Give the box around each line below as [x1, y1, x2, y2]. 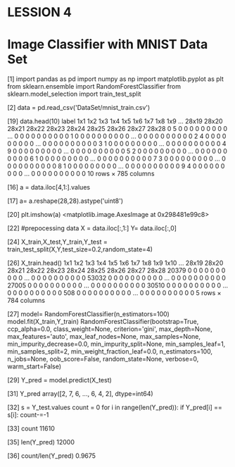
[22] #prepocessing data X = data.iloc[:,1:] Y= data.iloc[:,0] [7, 224, 177, 232]
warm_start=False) [7, 362, 62, 371]
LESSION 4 [7, 4, 72, 20]
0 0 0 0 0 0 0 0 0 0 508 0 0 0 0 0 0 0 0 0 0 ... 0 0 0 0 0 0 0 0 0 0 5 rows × [7, 289, 222, 297]
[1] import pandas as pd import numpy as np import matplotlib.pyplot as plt [7, 75, 224, 83]
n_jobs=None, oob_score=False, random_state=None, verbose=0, [7, 355, 199, 363]
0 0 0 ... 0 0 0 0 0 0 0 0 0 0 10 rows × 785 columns [7, 170, 155, 178]
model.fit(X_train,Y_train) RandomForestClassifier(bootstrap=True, [7, 318, 199, 326]
